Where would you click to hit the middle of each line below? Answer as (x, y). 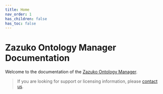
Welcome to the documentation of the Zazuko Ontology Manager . (71, 72)
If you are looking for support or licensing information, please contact (87, 81)
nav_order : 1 (18, 14)
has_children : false (26, 19)
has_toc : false (21, 23)
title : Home (17, 10)
